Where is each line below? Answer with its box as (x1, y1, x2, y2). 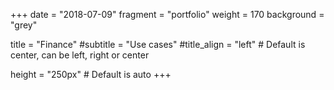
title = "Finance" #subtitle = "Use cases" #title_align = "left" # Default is (10, 39, 306, 50)
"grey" (10, 19, 38, 31)
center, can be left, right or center (10, 49, 150, 61)
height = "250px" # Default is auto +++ (10, 69, 172, 80)
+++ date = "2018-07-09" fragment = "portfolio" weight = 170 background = (10, 9, 325, 20)
